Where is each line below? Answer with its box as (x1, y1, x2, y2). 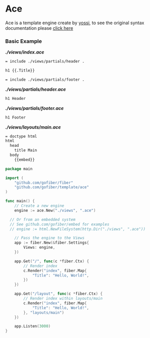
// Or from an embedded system (10, 217, 76, 222)
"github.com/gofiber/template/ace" (14, 185, 89, 190)
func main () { (5, 199, 35, 204)
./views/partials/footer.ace (5, 105, 64, 111)
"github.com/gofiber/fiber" (14, 180, 73, 185)
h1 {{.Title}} (5, 68, 35, 73)
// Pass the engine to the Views (14, 236, 85, 241)
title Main (14, 148, 37, 153)
